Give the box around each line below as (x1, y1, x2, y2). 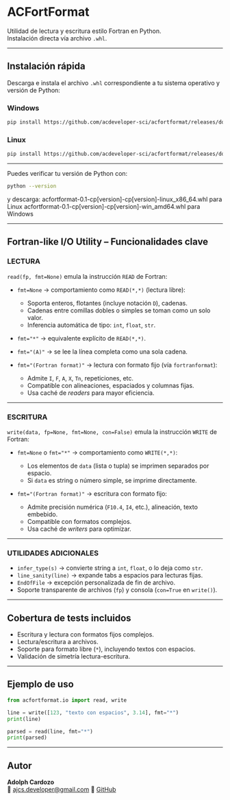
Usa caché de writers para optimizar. (27, 525, 131, 533)
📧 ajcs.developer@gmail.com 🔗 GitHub (7, 786, 116, 794)
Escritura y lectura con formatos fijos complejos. (16, 630, 154, 639)
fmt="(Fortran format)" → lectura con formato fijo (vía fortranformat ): (16, 361, 218, 369)
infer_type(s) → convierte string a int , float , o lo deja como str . (16, 564, 203, 572)
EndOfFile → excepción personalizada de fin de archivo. (16, 578, 176, 587)
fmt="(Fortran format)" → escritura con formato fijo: (16, 489, 168, 498)
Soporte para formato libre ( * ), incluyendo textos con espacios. (16, 645, 196, 653)
